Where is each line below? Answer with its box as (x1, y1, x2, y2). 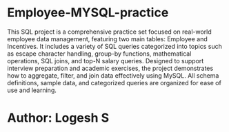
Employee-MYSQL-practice (7, 5, 169, 21)
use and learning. (7, 86, 57, 94)
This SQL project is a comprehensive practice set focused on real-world (7, 27, 212, 36)
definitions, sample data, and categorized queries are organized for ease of (7, 78, 222, 87)
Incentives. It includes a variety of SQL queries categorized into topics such (7, 42, 222, 50)
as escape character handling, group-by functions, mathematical (7, 49, 192, 58)
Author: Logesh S (7, 110, 110, 126)
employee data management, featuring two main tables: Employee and (7, 34, 208, 43)
